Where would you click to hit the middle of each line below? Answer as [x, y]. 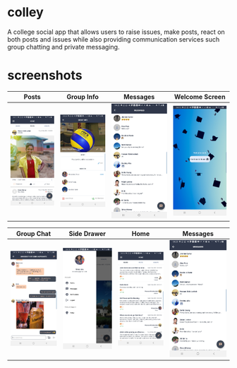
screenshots [45, 76]
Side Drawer [87, 233]
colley [25, 12]
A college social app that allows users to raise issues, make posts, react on [116, 32]
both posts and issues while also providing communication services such [114, 39]
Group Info [83, 97]
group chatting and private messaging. [63, 47]
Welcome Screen [200, 97]
